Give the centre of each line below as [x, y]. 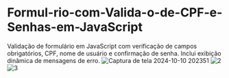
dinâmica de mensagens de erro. [54, 60]
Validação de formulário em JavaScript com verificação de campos [102, 46]
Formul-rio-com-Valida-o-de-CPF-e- [115, 13]
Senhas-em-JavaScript [75, 27]
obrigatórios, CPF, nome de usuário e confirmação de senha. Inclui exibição [114, 53]
